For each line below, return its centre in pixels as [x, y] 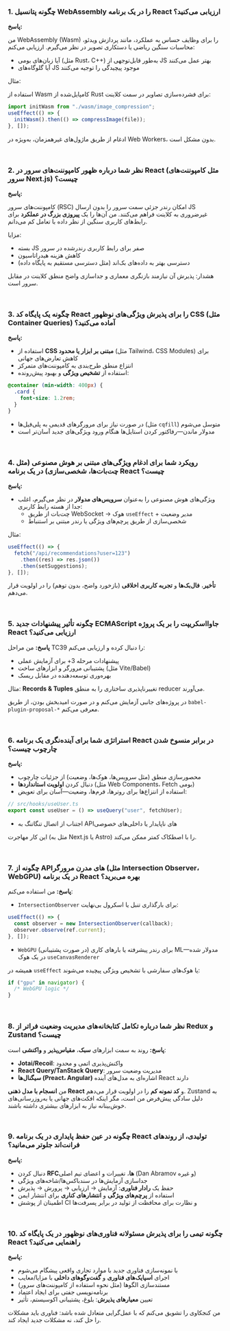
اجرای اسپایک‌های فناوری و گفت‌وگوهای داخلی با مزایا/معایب [93, 1278]
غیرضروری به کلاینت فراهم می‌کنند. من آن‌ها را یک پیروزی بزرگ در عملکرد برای [108, 214]
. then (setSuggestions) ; [54, 566]
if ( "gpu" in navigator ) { [46, 983]
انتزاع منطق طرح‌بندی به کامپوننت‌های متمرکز [75, 365]
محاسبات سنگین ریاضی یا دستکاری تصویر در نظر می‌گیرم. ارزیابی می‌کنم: [101, 47]
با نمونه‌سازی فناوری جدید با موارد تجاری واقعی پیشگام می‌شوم [98, 1270]
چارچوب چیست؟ [33, 749]
